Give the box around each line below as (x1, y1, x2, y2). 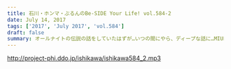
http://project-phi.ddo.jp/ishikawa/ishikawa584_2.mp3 (7, 54, 162, 62)
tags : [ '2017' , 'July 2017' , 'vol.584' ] (7, 23, 125, 29)
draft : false (7, 29, 45, 36)
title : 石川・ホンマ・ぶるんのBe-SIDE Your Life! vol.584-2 (7, 10, 172, 17)
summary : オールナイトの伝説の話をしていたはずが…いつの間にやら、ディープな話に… (7, 36, 214, 42)
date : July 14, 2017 (7, 16, 67, 23)
